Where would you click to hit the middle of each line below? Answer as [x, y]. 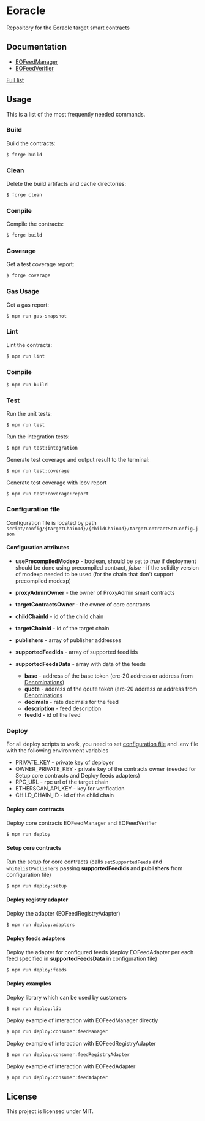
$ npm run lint [26, 356]
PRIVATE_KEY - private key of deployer [65, 763]
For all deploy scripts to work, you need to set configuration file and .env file [102, 744]
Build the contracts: [31, 143]
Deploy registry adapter [37, 900]
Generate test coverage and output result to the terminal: [78, 459]
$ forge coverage [28, 276]
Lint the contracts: [29, 345]
